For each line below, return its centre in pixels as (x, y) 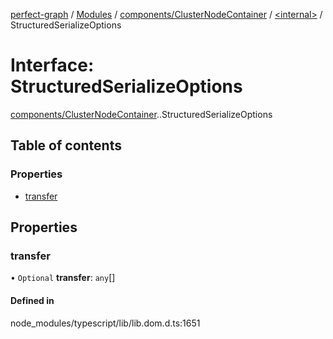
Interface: (52, 65)
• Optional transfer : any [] (63, 278)
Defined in (32, 300)
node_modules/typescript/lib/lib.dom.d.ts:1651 (105, 323)
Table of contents (66, 145)
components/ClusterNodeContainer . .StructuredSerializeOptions (141, 114)
